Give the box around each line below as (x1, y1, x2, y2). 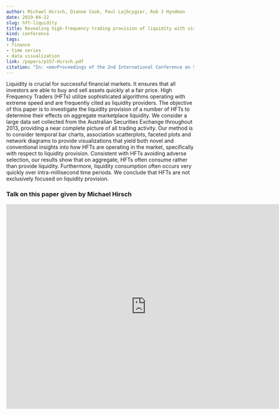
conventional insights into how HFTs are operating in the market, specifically (6, 143, 194, 151)
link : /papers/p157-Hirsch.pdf (6, 58, 84, 64)
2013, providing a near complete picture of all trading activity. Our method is (6, 124, 193, 132)
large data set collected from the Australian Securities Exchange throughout (6, 118, 193, 126)
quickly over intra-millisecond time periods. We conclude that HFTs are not (6, 169, 190, 176)
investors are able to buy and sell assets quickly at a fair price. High (6, 87, 172, 94)
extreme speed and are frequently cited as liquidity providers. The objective (6, 99, 193, 107)
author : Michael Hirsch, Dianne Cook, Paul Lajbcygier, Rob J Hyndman (6, 8, 185, 15)
